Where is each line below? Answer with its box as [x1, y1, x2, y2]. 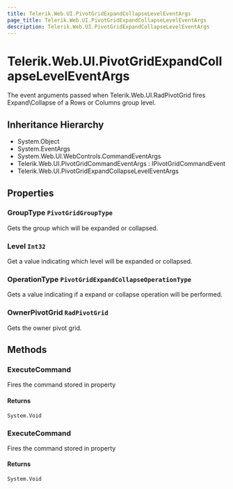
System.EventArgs [17, 144, 71, 153]
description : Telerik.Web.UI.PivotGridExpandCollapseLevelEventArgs [7, 23, 210, 30]
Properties [7, 187, 54, 199]
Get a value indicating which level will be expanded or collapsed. [7, 257, 193, 266]
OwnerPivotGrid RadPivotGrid [7, 308, 109, 317]
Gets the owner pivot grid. [7, 324, 82, 332]
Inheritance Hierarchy [7, 119, 104, 130]
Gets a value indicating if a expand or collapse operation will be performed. [7, 290, 223, 299]
